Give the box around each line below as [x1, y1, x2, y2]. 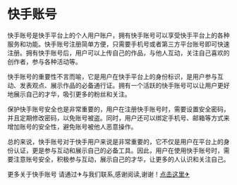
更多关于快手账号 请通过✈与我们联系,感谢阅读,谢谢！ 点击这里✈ [7, 170, 190, 178]
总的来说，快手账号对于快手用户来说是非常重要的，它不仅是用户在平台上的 [7, 137, 224, 146]
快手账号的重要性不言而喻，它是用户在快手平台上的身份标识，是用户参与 [7, 72, 217, 81]
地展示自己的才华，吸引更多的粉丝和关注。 [7, 89, 131, 98]
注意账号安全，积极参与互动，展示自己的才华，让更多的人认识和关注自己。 [13, 155, 230, 163]
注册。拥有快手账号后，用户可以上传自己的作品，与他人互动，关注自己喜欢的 [7, 49, 230, 57]
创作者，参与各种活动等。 [7, 57, 82, 65]
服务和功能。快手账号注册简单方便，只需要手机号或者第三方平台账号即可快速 [7, 39, 230, 48]
